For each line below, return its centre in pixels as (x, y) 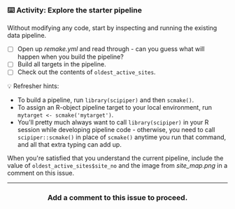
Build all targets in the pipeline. (62, 64)
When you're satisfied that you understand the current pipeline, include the (115, 158)
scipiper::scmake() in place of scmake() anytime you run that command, (122, 137)
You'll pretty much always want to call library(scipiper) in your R (113, 122)
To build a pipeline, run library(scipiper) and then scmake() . (106, 100)
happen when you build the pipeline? (70, 57)
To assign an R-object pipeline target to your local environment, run (114, 108)
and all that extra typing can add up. (70, 145)
